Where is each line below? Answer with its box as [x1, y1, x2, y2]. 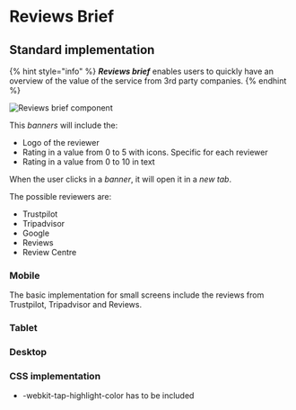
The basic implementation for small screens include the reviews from [9, 290, 265, 300]
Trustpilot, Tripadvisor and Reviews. [9, 299, 142, 310]
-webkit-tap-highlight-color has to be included [22, 390, 195, 401]
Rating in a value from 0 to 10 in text [22, 156, 155, 167]
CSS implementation [9, 370, 101, 383]
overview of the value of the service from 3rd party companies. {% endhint [9, 76, 287, 86]
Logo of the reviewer [22, 138, 100, 147]
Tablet [9, 322, 38, 334]
